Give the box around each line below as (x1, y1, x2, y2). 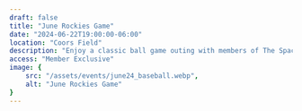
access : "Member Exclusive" (9, 55, 115, 64)
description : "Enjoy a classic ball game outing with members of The (9, 47, 276, 55)
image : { (9, 64, 42, 73)
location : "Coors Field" (9, 38, 102, 47)
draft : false (9, 13, 58, 22)
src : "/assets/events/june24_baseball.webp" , (25, 72, 200, 81)
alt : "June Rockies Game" (25, 80, 123, 89)
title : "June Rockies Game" (9, 21, 115, 30)
